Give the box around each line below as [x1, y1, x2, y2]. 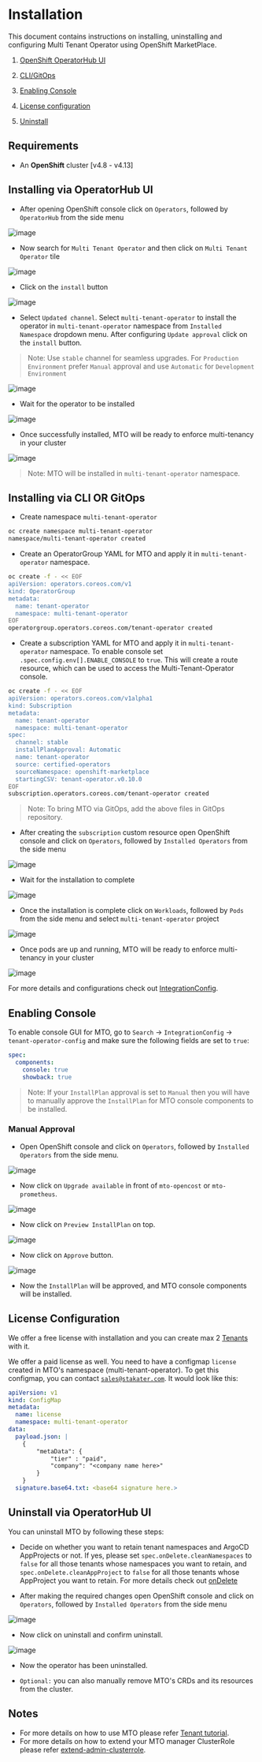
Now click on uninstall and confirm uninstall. [19, 1629, 164, 1639]
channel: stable [15, 739, 68, 746]
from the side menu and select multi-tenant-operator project [19, 914, 220, 924]
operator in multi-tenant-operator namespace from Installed [19, 321, 222, 331]
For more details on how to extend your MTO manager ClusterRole [19, 1736, 235, 1745]
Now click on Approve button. [19, 1250, 114, 1259]
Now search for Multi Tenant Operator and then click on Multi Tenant [19, 243, 248, 253]
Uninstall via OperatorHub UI [8, 1506, 152, 1520]
